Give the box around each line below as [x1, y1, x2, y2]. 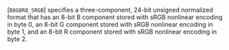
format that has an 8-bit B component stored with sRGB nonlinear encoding [7, 13, 223, 21]
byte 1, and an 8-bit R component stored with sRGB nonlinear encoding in [7, 27, 217, 36]
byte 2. [7, 35, 28, 43]
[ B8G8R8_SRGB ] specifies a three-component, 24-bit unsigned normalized [7, 6, 214, 14]
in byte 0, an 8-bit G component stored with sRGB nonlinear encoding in [7, 21, 213, 28]
